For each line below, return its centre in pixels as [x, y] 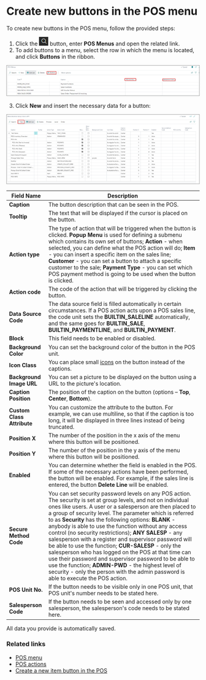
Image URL [23, 384]
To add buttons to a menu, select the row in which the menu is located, [105, 50]
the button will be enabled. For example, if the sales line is [121, 478]
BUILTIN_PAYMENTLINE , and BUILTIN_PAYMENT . [112, 330]
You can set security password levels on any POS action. [120, 493]
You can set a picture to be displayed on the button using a [122, 377]
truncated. [61, 427]
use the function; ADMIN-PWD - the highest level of [115, 565]
